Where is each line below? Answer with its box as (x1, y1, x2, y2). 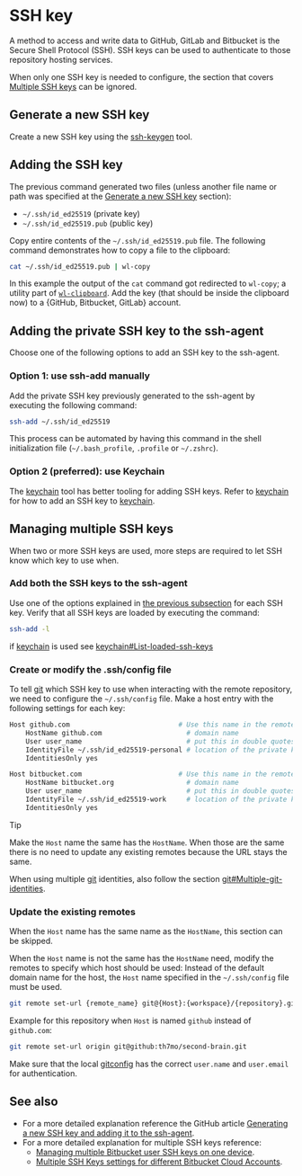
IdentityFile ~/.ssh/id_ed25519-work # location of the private (25, 795, 288, 804)
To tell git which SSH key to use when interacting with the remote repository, (9, 684, 293, 694)
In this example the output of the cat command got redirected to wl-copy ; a (9, 278, 287, 289)
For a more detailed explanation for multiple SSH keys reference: (22, 1136, 262, 1147)
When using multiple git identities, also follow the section (9, 873, 220, 884)
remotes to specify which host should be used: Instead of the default (9, 963, 265, 974)
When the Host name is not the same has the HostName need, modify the (9, 953, 274, 964)
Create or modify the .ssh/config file (9, 663, 173, 675)
